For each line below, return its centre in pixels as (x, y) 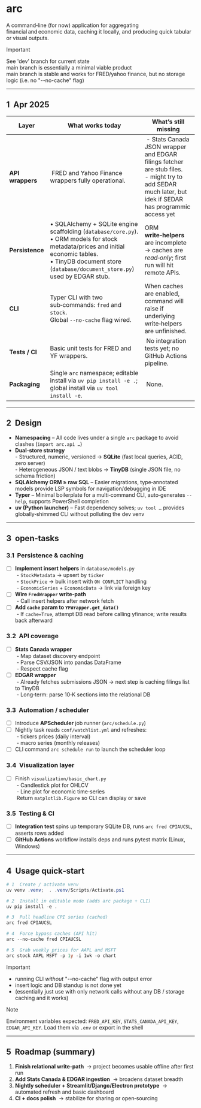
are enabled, (162, 294)
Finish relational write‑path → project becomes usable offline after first (104, 1066)
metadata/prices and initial (87, 246)
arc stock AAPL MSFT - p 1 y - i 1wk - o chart (61, 955)
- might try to (164, 177)
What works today (95, 125)
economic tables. (74, 253)
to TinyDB (27, 688)
